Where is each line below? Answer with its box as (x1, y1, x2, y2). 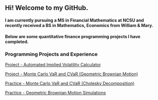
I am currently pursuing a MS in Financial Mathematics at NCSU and (5, 17, 144, 23)
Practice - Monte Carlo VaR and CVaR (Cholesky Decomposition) (5, 80, 135, 86)
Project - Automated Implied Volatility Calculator (5, 61, 101, 67)
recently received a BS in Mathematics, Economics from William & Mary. (5, 22, 154, 28)
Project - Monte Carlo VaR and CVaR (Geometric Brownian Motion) (5, 71, 138, 77)
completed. (5, 39, 29, 44)
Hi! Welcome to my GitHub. (5, 4, 89, 12)
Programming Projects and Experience (5, 51, 98, 57)
